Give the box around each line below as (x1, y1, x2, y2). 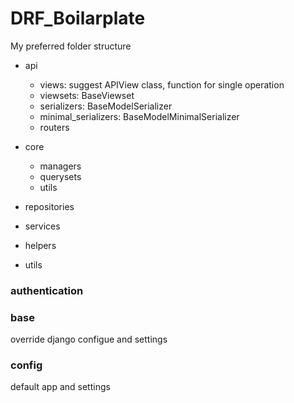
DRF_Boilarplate (10, 7, 146, 30)
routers (39, 121, 70, 133)
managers (39, 160, 82, 172)
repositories (24, 200, 75, 212)
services (24, 220, 61, 232)
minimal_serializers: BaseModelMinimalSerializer (39, 110, 240, 122)
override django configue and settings (10, 333, 168, 346)
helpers (24, 239, 57, 251)
